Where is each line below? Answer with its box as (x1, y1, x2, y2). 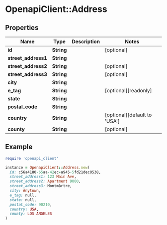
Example (5, 143, 33, 151)
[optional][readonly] (104, 87, 153, 94)
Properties (5, 23, 39, 32)
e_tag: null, (9, 193, 37, 198)
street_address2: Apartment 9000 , (9, 179, 81, 184)
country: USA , (9, 207, 39, 212)
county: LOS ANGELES (9, 211, 52, 217)
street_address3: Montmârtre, (9, 184, 72, 189)
